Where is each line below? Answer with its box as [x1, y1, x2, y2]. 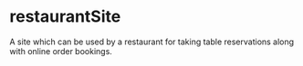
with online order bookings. [9, 45, 112, 56]
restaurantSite [9, 6, 121, 27]
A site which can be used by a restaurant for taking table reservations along [9, 36, 295, 47]
